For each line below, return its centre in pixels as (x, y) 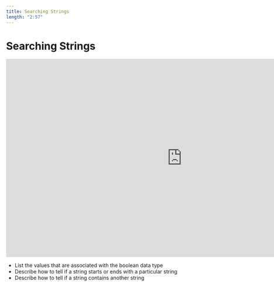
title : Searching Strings (37, 11)
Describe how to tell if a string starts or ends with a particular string (96, 272)
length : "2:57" (25, 17)
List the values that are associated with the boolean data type (89, 265)
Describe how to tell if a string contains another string (79, 278)
